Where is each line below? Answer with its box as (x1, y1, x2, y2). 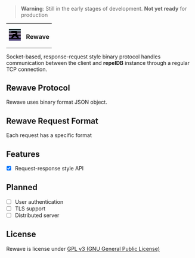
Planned (6, 182, 38, 192)
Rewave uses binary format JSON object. (6, 98, 107, 106)
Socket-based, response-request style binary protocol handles (6, 53, 161, 60)
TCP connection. (6, 66, 48, 73)
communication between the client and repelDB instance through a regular (6, 59, 190, 66)
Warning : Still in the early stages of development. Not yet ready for (20, 5, 187, 12)
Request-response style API (14, 164, 84, 172)
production (20, 11, 48, 18)
